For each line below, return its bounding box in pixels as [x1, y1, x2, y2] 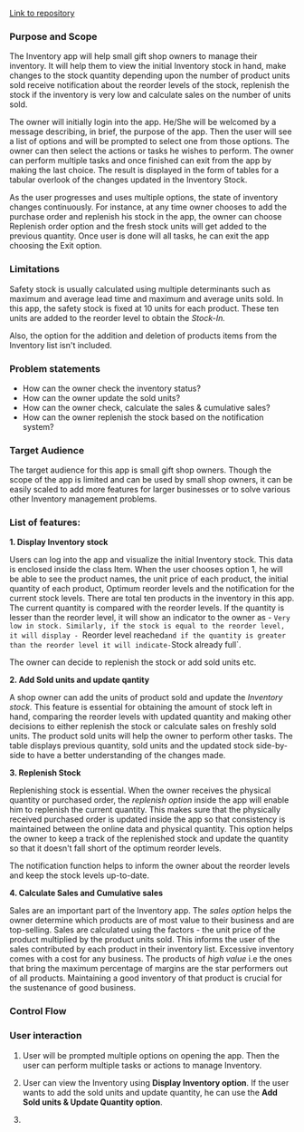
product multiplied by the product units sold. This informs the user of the [9, 934, 280, 945]
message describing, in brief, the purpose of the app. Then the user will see [9, 126, 292, 137]
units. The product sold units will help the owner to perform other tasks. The [9, 730, 293, 742]
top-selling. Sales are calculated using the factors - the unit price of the [9, 924, 276, 935]
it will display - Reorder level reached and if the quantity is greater [9, 629, 287, 640]
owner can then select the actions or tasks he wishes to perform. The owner [9, 145, 294, 157]
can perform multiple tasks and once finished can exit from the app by [9, 155, 271, 166]
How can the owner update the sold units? [22, 392, 181, 403]
